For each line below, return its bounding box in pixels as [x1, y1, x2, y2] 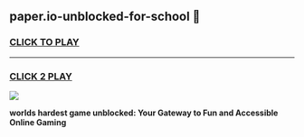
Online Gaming [9, 116, 67, 127]
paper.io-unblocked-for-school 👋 [9, 9, 201, 24]
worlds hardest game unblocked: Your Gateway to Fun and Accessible [9, 107, 279, 118]
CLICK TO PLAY [9, 36, 80, 49]
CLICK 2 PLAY [9, 69, 72, 82]
